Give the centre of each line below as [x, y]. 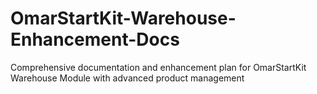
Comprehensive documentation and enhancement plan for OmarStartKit [158, 67]
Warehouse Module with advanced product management [127, 78]
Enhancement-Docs [95, 39]
